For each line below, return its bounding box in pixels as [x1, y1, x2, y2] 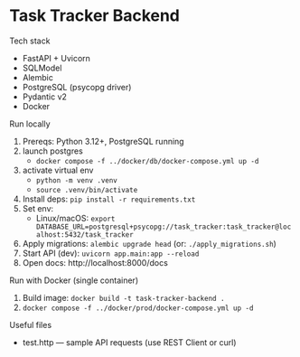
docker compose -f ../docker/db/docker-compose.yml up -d [35, 156, 259, 165]
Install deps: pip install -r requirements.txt [22, 193, 196, 204]
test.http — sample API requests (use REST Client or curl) [22, 336, 237, 348]
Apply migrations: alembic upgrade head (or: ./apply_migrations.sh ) [22, 238, 277, 249]
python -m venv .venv [35, 175, 117, 185]
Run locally [9, 118, 51, 129]
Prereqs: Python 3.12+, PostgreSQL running [22, 136, 184, 146]
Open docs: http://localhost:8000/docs [22, 257, 169, 268]
